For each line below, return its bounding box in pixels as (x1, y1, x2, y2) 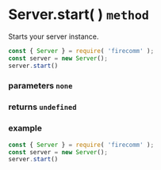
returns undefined (8, 101, 77, 112)
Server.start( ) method (8, 6, 149, 24)
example (8, 123, 42, 134)
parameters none (8, 81, 73, 92)
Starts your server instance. (8, 32, 99, 41)
